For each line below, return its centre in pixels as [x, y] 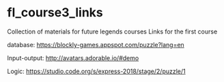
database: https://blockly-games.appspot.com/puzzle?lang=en [96, 44]
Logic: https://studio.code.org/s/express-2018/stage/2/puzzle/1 [96, 71]
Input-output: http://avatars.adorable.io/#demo [73, 58]
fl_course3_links [55, 13]
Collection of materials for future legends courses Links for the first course [112, 31]
